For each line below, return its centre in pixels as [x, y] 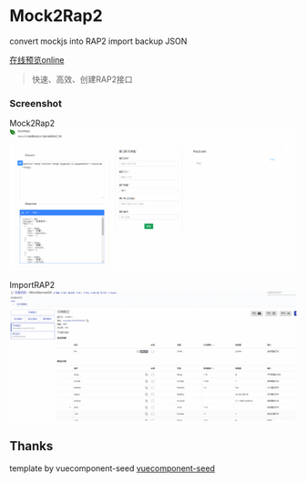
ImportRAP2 [32, 285]
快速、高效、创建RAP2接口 [82, 79]
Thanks [31, 446]
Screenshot [36, 103]
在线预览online [37, 59]
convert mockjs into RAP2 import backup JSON [98, 41]
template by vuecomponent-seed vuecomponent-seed [112, 468]
